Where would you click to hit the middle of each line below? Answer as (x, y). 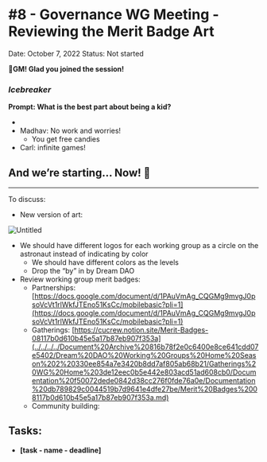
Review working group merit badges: (80, 279)
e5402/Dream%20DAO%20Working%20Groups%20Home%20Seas (144, 355)
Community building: (66, 406)
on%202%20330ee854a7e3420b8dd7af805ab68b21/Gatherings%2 (144, 364)
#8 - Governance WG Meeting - (114, 15)
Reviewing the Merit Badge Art (111, 31)
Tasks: (25, 431)
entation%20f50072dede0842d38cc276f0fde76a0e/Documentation (143, 381)
